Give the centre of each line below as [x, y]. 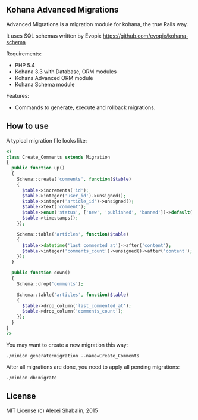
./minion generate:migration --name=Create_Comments [73, 356]
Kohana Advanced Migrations [62, 10]
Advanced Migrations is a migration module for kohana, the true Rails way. [97, 24]
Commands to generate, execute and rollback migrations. [85, 107]
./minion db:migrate [32, 378]
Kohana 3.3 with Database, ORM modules [66, 72]
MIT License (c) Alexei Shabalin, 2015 [52, 410]
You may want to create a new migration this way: [67, 345]
